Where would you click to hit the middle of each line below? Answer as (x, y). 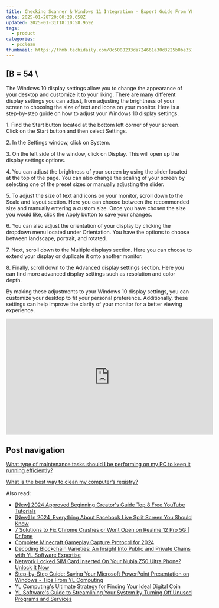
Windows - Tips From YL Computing (59, 580)
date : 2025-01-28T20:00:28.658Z (46, 17)
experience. (21, 310)
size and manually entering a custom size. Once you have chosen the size (96, 208)
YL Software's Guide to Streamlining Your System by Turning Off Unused (103, 593)
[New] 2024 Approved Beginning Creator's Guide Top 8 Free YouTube (100, 505)
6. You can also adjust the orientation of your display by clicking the (89, 225)
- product (23, 34)
